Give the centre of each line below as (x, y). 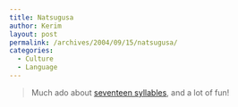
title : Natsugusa (42, 17)
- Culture (35, 59)
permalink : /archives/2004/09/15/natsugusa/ (93, 42)
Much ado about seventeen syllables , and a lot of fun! (130, 92)
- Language (38, 68)
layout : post (34, 34)
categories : (31, 51)
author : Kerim (36, 26)
